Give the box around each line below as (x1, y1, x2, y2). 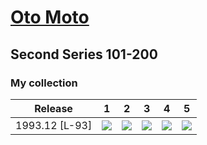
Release (34, 101, 73, 115)
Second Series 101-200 (10, 46, 158, 63)
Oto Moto (10, 6, 90, 29)
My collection (10, 76, 78, 90)
